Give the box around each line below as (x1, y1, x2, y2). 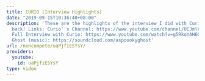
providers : (6, 49, 34, 55)
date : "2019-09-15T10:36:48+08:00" (6, 15, 97, 21)
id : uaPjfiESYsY (17, 60, 59, 66)
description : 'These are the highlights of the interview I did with (6, 20, 187, 26)
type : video (6, 65, 37, 72)
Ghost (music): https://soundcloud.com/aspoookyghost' (12, 37, 154, 43)
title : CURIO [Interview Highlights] (6, 9, 103, 15)
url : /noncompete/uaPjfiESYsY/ (6, 43, 86, 49)
